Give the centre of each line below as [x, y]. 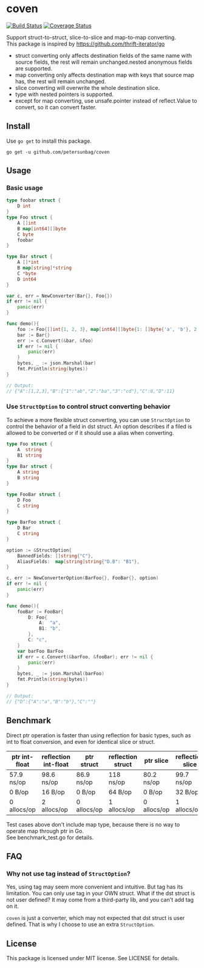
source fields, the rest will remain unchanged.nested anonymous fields [104, 62]
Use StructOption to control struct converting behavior [88, 407]
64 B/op [120, 792]
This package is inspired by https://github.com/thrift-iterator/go [86, 44]
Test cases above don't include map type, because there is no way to [93, 824]
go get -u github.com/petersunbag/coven [58, 152]
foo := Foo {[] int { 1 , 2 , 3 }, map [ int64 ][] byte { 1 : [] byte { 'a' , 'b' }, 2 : [108, 329]
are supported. [34, 68]
